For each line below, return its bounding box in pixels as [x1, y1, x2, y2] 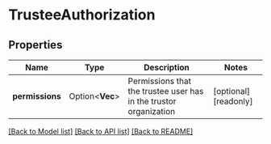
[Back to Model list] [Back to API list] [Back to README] [8, 127, 194, 136]
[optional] [213, 86, 251, 96]
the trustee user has [127, 86, 204, 96]
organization [127, 106, 176, 116]
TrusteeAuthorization [8, 6, 156, 24]
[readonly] [213, 95, 253, 107]
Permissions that [127, 75, 192, 87]
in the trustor [127, 95, 177, 107]
